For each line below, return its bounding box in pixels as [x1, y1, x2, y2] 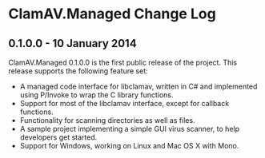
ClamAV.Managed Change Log [8, 5, 216, 23]
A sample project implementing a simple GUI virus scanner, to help [19, 124, 240, 133]
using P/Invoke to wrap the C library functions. [19, 90, 174, 100]
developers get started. [19, 132, 98, 142]
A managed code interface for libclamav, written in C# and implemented [19, 81, 258, 91]
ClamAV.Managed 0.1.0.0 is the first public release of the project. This [8, 57, 238, 67]
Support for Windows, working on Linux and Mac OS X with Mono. [19, 141, 239, 150]
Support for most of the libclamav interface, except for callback [19, 99, 230, 108]
